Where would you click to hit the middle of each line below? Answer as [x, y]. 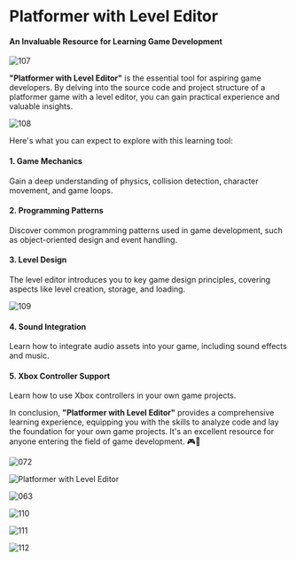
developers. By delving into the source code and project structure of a [137, 88]
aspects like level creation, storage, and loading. [97, 289]
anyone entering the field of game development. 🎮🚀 [105, 441]
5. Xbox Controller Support [60, 376]
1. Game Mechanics [46, 160]
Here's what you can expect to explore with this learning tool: [121, 141]
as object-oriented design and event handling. [93, 239]
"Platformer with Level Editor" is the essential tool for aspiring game [135, 78]
